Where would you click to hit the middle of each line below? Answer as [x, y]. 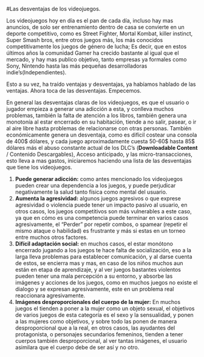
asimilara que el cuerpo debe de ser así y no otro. [77, 347]
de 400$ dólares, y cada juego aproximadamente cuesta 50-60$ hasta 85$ [101, 141]
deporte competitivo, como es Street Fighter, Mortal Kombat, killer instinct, [100, 34]
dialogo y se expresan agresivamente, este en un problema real [94, 289]
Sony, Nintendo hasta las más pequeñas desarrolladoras [77, 66]
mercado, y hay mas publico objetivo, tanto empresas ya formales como [97, 59]
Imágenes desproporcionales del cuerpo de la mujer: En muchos [98, 302]
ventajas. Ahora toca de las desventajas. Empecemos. [74, 90]
